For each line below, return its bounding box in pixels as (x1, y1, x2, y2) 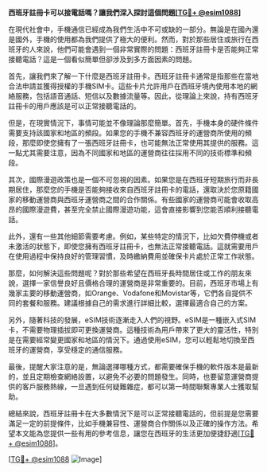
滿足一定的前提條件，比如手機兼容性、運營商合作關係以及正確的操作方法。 (8, 419, 252, 428)
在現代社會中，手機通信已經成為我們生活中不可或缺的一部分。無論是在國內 (8, 25, 252, 34)
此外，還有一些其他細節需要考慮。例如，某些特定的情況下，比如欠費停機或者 (8, 232, 259, 241)
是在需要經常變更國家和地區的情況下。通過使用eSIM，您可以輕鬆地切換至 (8, 335, 248, 345)
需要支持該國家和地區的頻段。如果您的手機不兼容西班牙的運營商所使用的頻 (8, 128, 252, 138)
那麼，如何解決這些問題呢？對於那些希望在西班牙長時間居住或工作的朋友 (8, 268, 245, 278)
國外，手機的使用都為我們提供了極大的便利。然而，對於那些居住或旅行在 (14, 35, 252, 44)
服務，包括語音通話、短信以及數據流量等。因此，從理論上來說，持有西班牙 (14, 92, 259, 100)
